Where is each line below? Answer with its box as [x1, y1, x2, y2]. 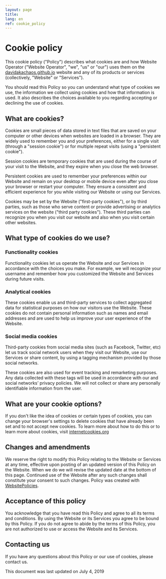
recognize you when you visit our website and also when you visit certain [5, 214, 155, 220]
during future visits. [5, 276, 45, 282]
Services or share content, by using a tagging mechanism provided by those [5, 355, 161, 361]
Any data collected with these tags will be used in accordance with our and [5, 375, 159, 381]
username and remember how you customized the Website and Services [5, 271, 154, 277]
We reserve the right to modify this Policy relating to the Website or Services [5, 456, 161, 462]
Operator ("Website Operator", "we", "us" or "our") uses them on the [5, 64, 145, 70]
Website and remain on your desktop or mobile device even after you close [5, 178, 159, 184]
